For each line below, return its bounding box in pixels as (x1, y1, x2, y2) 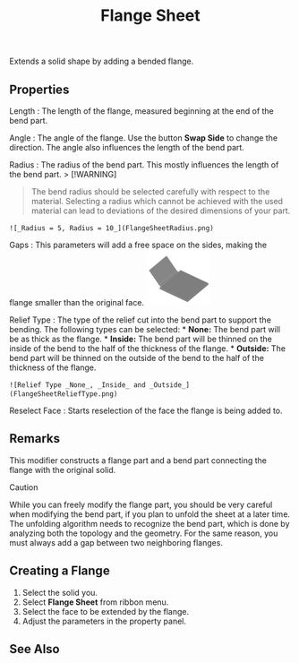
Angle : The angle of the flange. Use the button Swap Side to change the (9, 133, 278, 143)
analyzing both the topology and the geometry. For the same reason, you (9, 528, 278, 538)
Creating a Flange (9, 564, 110, 579)
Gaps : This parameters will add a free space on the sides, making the (9, 239, 267, 250)
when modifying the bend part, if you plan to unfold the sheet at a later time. (9, 508, 291, 520)
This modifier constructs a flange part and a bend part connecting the (9, 454, 267, 466)
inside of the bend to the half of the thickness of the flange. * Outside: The (9, 343, 286, 354)
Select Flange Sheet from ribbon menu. (21, 597, 169, 607)
